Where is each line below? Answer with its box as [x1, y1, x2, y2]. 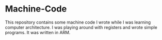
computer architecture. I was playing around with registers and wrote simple [5, 24, 158, 30]
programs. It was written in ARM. [5, 29, 71, 35]
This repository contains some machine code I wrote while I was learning [5, 19, 151, 25]
